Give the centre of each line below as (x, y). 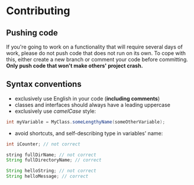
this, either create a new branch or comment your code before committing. (97, 59)
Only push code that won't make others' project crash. (75, 66)
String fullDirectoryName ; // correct (54, 160)
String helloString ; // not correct (51, 171)
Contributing (38, 11)
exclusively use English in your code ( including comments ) (87, 98)
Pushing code (32, 33)
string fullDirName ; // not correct (51, 155)
